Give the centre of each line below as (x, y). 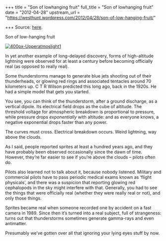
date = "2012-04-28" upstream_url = (43, 12)
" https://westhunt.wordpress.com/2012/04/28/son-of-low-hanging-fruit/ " (81, 18)
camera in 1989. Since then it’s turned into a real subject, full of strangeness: (83, 213)
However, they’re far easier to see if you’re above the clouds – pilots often (80, 157)
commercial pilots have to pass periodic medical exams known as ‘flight (79, 177)
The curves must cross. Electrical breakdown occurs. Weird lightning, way (81, 132)
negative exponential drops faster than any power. (56, 122)
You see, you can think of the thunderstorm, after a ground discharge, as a (81, 101)
